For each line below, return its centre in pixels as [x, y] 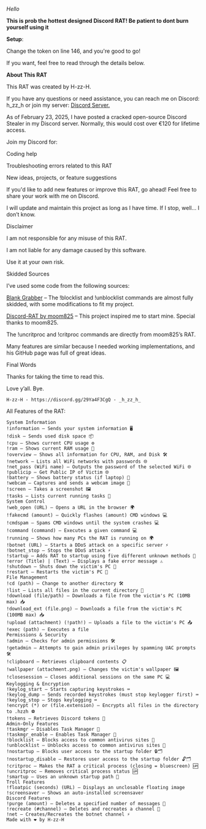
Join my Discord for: [32, 142]
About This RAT [27, 75]
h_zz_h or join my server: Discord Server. [58, 105]
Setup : [15, 39]
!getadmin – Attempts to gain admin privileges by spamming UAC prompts [101, 648]
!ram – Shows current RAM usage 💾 [51, 449]
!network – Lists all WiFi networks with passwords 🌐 [77, 461]
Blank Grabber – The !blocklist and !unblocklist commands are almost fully [100, 298]
